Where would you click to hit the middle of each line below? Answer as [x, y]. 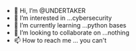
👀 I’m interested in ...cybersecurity [63, 18]
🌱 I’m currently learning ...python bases [70, 25]
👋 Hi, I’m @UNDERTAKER [50, 11]
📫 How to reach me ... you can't [60, 40]
